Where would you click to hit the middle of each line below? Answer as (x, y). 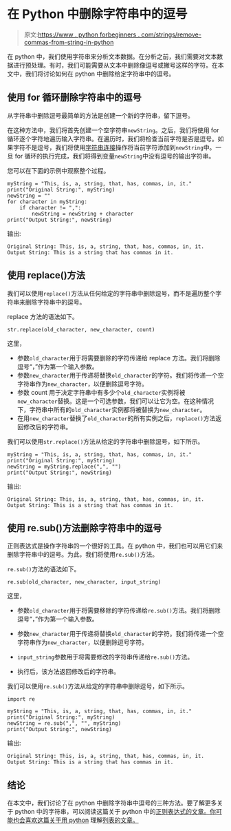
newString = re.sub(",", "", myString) (64, 724)
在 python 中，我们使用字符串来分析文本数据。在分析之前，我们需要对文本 (112, 57)
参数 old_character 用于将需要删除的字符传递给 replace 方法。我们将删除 (119, 358)
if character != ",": (50, 207)
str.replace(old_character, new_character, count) (81, 329)
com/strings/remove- (171, 34)
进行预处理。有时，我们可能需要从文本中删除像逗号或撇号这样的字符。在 (115, 65)
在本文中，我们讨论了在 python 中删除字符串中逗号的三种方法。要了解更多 (112, 803)
